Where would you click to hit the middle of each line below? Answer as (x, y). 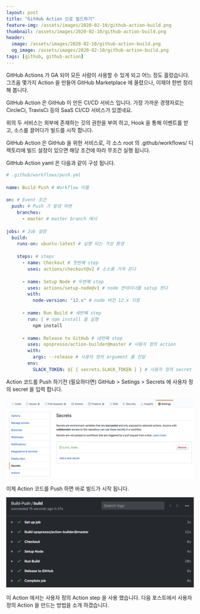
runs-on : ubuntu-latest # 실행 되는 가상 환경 (71, 244)
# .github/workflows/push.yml (44, 175)
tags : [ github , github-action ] (45, 57)
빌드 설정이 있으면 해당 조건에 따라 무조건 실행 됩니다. (88, 150)
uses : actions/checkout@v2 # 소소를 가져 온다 (82, 269)
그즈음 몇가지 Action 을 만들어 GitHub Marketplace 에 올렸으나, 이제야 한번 (94, 82)
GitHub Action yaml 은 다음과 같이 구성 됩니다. (61, 163)
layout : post (22, 13)
